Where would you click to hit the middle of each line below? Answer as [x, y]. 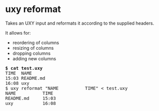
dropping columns [32, 53]
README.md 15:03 [31, 98]
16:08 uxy [17, 83]
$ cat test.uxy [24, 68]
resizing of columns [33, 48]
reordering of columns [36, 42]
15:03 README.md [25, 78]
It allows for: [18, 33]
